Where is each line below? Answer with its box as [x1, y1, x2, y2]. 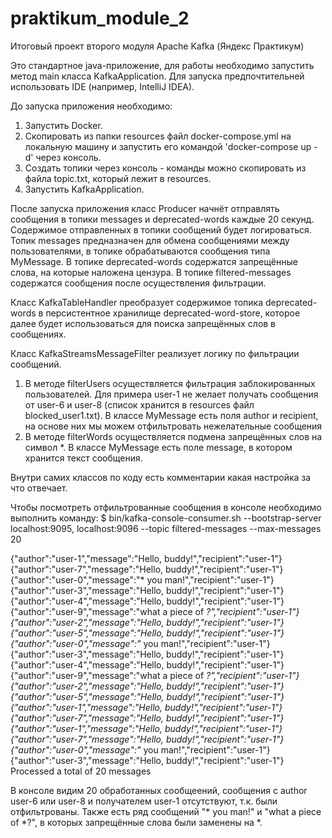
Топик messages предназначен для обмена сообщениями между [10, 234, 290, 246]
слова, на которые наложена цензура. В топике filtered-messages [10, 266, 292, 278]
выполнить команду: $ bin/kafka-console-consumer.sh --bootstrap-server [10, 512, 322, 524]
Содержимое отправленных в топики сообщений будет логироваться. [10, 223, 312, 236]
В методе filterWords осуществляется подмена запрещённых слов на [24, 430, 323, 442]
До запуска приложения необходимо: [10, 100, 173, 112]
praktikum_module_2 [10, 7, 190, 30]
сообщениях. [10, 328, 67, 340]
